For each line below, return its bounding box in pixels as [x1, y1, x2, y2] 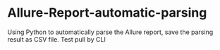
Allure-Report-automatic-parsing [7, 5, 207, 21]
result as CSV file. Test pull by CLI [7, 35, 106, 43]
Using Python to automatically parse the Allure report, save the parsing [7, 28, 214, 36]
